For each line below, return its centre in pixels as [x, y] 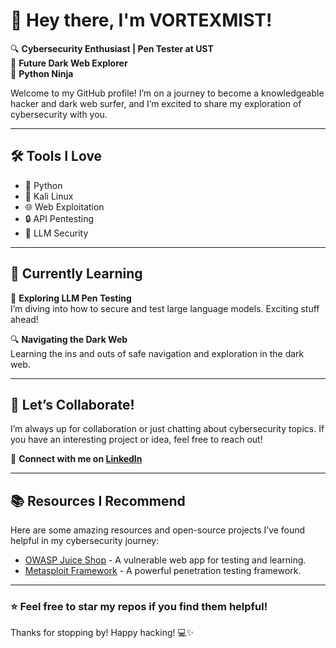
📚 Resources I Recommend [98, 500]
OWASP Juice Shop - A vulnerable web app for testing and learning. [165, 560]
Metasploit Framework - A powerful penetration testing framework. [163, 571]
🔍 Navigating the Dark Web [69, 339]
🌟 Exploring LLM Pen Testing [71, 298]
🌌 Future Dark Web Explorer [69, 63]
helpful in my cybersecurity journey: [85, 541]
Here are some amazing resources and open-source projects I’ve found [158, 530]
